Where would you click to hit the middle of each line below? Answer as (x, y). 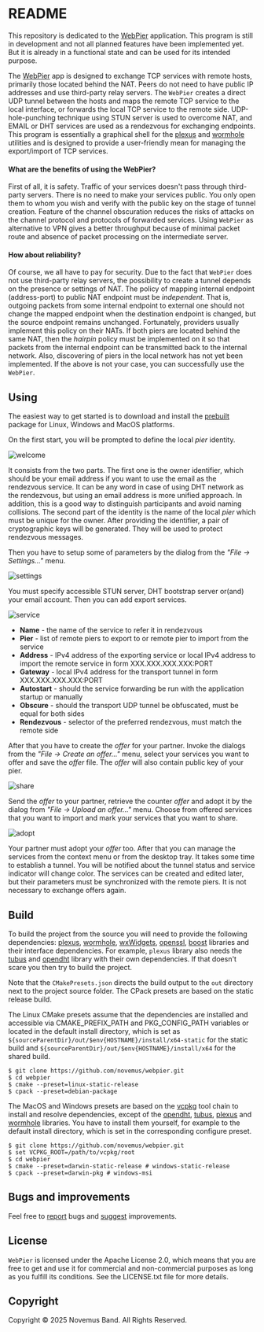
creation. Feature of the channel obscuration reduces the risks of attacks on (131, 212)
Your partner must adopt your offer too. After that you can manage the (122, 849)
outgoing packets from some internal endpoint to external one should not (126, 306)
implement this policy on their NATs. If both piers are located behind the (124, 330)
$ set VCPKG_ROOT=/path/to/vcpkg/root (71, 1152)
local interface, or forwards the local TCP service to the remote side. (119, 109)
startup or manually (51, 697)
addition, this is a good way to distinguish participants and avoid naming (125, 504)
